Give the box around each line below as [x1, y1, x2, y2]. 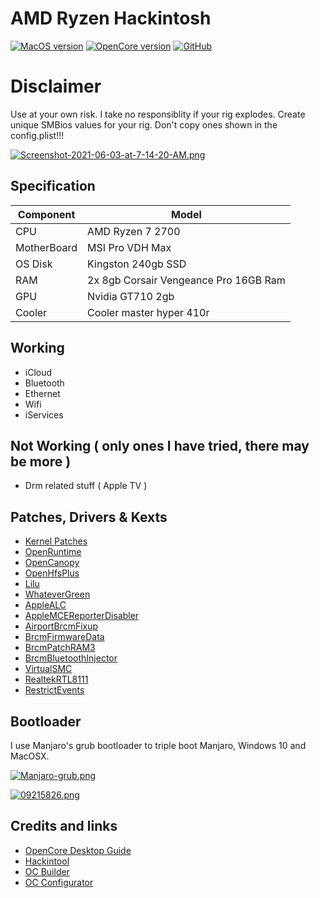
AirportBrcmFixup [24, 620, 99, 632]
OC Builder [24, 865, 70, 877]
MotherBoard [15, 240, 78, 254]
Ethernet [24, 387, 61, 399]
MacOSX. [10, 750, 50, 762]
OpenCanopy [24, 557, 80, 569]
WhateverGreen [24, 588, 91, 601]
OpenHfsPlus [24, 567, 80, 579]
